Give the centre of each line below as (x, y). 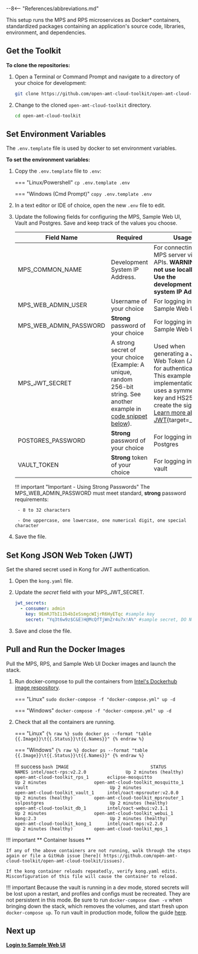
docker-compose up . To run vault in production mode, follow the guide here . (97, 912)
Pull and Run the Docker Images (66, 649)
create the (168, 405)
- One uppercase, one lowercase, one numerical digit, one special (102, 521)
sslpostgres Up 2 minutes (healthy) (91, 803)
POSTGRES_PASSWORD (51, 440)
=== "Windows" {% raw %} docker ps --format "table (81, 750)
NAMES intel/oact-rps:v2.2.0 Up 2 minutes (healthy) (99, 772)
